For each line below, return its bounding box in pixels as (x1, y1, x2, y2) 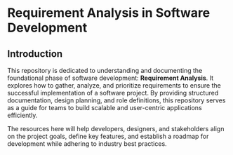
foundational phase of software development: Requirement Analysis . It (7, 74, 214, 82)
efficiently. (7, 111, 38, 119)
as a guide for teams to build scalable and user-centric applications (7, 104, 202, 112)
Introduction (7, 48, 63, 60)
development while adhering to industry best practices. (7, 140, 167, 148)
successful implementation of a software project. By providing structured (7, 89, 219, 97)
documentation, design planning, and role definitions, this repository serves (7, 96, 226, 105)
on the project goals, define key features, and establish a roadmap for (7, 132, 209, 140)
